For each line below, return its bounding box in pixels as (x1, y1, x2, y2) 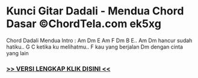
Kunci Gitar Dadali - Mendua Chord (6, 4, 184, 18)
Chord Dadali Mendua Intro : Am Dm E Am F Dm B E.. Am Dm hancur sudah (6, 37, 193, 44)
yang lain (6, 49, 29, 56)
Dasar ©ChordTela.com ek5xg (6, 17, 161, 31)
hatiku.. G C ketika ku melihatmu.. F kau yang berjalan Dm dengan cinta (6, 43, 184, 50)
